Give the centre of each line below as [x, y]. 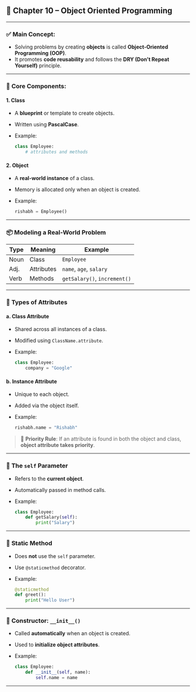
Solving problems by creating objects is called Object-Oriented [91, 47]
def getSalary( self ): [51, 517]
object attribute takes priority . [57, 445]
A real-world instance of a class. [55, 178]
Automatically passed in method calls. [60, 490]
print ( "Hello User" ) [50, 600]
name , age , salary [85, 269]
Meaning [43, 250]
